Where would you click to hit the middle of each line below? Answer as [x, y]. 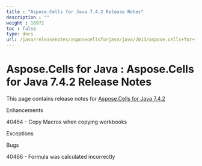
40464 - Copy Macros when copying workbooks [67, 122]
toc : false [21, 28]
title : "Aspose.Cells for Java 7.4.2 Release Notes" [75, 12]
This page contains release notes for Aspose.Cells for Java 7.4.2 [86, 98]
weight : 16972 [25, 23]
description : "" [28, 17]
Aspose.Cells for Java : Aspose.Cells [100, 69]
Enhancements [25, 110]
